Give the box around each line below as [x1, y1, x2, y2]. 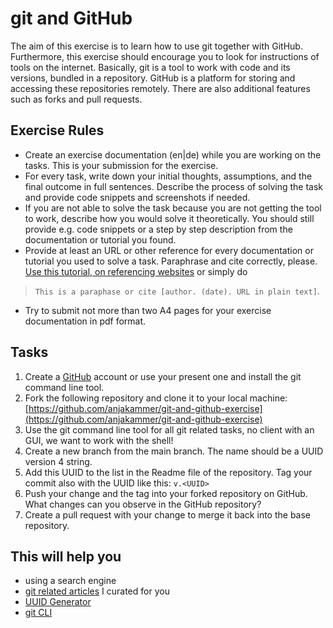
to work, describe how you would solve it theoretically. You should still [24, 212, 315, 224]
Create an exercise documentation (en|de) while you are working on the [24, 148, 322, 161]
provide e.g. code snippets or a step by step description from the [24, 223, 293, 235]
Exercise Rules [10, 122, 105, 139]
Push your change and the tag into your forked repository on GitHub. [24, 487, 308, 499]
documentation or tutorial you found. [24, 233, 177, 246]
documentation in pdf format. [24, 315, 147, 327]
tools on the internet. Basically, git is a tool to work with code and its [10, 61, 291, 73]
